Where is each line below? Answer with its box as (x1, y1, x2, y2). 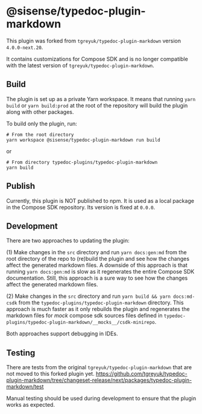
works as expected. (6, 401, 55, 409)
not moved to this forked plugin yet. (6, 370, 95, 378)
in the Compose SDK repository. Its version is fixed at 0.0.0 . (6, 203, 156, 211)
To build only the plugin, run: (6, 120, 77, 127)
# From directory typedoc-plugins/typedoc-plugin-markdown (6, 159, 158, 165)
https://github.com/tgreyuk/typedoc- (95, 370, 188, 378)
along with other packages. (6, 108, 74, 116)
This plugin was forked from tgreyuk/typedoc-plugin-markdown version (6, 37, 181, 44)
